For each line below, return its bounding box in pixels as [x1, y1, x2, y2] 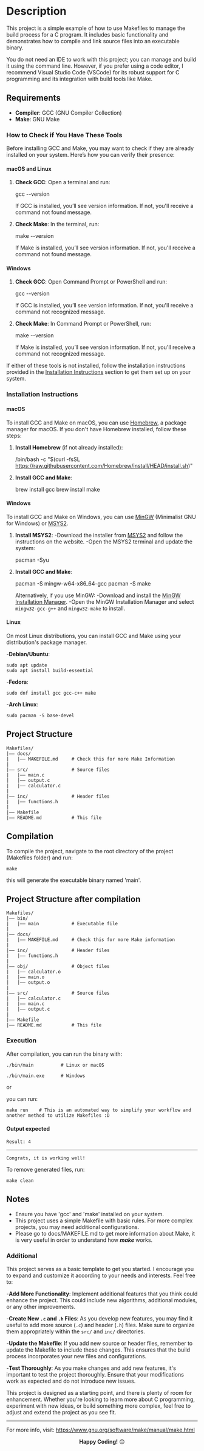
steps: [6, 432, 22, 439]
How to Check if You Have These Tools [6, 131, 123, 139]
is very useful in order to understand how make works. [15, 1236, 153, 1244]
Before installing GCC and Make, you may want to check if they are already [6, 145, 194, 152]
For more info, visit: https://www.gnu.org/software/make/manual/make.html [6, 1426, 195, 1434]
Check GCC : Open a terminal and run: [15, 179, 110, 186]
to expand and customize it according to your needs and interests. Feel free [6, 1272, 195, 1279]
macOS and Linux [6, 165, 52, 172]
